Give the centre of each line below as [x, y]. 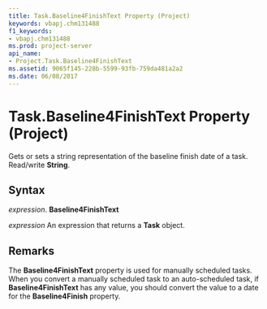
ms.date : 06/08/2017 [43, 76]
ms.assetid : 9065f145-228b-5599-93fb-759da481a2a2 [96, 69]
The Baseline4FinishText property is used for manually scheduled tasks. [131, 270]
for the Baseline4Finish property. [65, 296]
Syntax [27, 190]
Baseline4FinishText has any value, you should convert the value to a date [133, 288]
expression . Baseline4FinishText [64, 210]
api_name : [25, 54]
